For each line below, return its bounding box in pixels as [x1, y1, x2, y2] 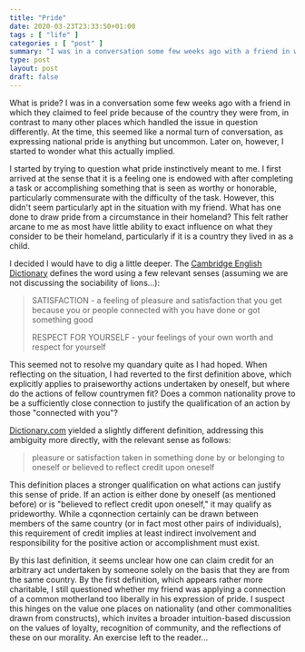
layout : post [9, 64, 59, 74]
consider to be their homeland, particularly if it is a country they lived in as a [9, 231, 293, 242]
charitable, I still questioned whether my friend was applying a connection [9, 583, 286, 595]
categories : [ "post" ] [9, 38, 103, 48]
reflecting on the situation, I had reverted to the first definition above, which [9, 369, 292, 380]
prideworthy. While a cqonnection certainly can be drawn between [9, 508, 259, 519]
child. [9, 240, 30, 251]
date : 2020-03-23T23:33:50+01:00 [9, 22, 136, 31]
